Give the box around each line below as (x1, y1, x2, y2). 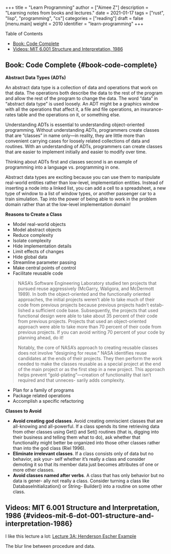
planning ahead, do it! (17, 334, 64, 340)
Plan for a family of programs (12, 387, 75, 393)
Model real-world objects (12, 221, 66, 227)
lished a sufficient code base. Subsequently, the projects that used (17, 307, 158, 313)
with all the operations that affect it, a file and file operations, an (5, 106, 139, 112)
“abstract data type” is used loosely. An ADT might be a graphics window (5, 100, 160, 107)
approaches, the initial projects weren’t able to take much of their (17, 296, 155, 302)
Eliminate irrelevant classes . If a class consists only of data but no (12, 450, 154, 457)
